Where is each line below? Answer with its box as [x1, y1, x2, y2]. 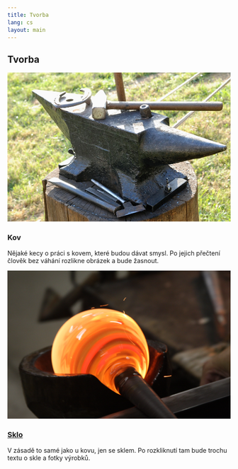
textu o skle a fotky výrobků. [7, 453, 91, 462]
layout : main [7, 26, 46, 33]
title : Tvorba [7, 11, 50, 18]
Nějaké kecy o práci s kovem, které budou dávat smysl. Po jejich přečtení [7, 248, 221, 257]
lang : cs [7, 18, 33, 26]
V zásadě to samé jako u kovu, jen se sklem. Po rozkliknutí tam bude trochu [7, 446, 227, 454]
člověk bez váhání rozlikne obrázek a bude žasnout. [7, 256, 159, 265]
